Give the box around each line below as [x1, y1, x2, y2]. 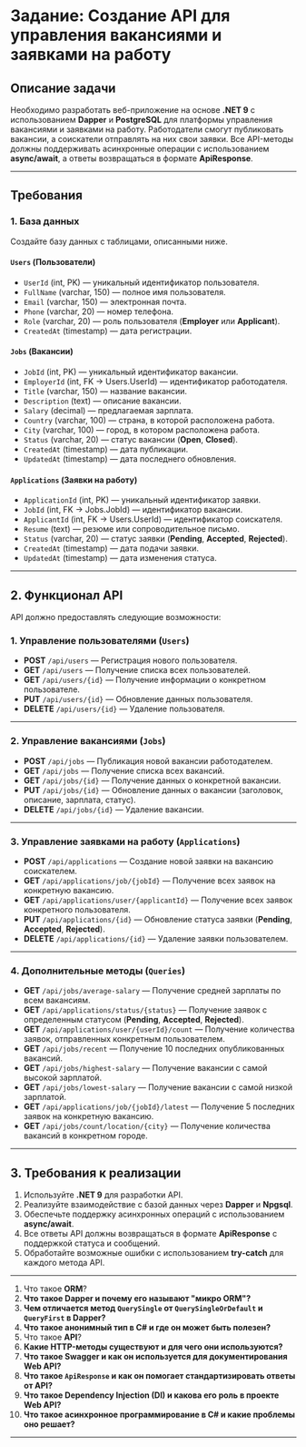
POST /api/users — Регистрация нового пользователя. [23, 655, 238, 666]
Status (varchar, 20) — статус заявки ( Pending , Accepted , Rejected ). [23, 534, 289, 545]
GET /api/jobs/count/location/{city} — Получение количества [23, 1121, 271, 1132]
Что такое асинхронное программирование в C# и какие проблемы [23, 1409, 296, 1421]
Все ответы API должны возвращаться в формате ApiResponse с [23, 1228, 278, 1239]
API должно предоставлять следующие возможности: [10, 612, 222, 623]
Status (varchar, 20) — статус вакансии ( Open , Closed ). [23, 434, 239, 445]
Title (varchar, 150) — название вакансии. [23, 386, 188, 397]
